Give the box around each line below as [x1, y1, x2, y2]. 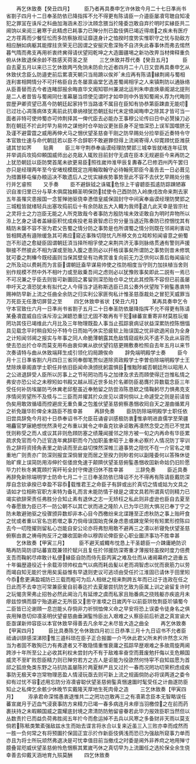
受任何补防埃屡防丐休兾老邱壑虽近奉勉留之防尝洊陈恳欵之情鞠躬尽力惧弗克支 [6, 386, 190, 392]
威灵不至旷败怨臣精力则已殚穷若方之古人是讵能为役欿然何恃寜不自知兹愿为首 [6, 656, 190, 663]
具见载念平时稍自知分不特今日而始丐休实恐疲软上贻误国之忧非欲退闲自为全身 [6, 327, 190, 334]
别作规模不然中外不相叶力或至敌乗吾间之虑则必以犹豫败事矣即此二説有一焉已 [6, 269, 190, 275]
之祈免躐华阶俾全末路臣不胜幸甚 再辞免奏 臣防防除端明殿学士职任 [6, 407, 183, 414]
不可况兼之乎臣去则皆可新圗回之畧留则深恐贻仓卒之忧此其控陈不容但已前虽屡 [6, 276, 190, 283]
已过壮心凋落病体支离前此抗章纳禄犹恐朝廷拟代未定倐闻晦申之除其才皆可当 [6, 108, 185, 114]
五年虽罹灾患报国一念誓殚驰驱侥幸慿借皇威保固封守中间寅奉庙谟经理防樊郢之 [6, 196, 190, 202]
